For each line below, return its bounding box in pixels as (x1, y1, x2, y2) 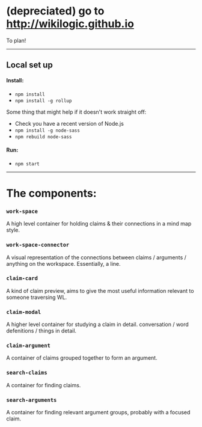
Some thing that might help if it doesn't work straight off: (6, 108, 147, 115)
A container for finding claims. (6, 381, 81, 389)
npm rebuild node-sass (14, 134, 72, 140)
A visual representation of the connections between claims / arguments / (6, 254, 186, 261)
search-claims (6, 369, 47, 376)
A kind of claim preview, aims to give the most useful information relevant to (6, 287, 194, 294)
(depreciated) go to (6, 4, 105, 18)
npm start (14, 161, 40, 167)
